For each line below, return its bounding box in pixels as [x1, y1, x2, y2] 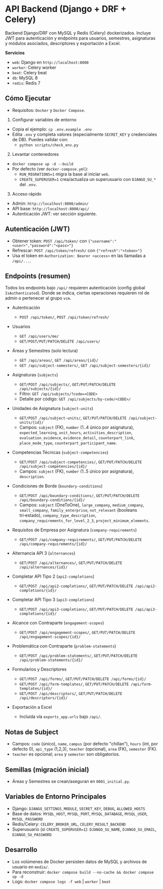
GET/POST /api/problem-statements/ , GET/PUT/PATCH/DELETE [19, 652, 138, 658]
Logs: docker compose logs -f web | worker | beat [12, 878, 111, 884]
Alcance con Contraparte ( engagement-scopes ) [12, 620, 104, 626]
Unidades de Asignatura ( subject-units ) [12, 406, 93, 412]
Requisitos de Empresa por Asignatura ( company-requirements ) [12, 527, 137, 533]
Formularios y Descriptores [12, 666, 67, 672]
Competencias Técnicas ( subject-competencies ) [12, 450, 109, 455]
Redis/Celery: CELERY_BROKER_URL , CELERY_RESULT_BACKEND [12, 821, 126, 827]
